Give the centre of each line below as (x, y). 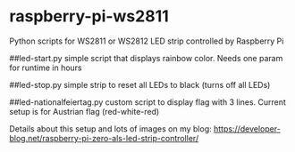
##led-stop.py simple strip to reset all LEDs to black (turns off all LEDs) (140, 84)
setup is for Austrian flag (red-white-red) (84, 111)
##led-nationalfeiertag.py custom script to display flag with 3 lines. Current (147, 102)
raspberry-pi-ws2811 (89, 16)
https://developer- (247, 128)
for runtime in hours (46, 68)
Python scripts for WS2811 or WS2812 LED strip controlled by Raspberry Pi (147, 41)
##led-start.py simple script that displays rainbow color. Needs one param (146, 58)
